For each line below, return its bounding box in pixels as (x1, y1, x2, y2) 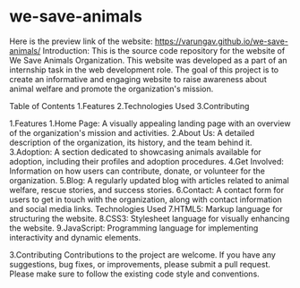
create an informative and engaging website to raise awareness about (9, 73, 267, 84)
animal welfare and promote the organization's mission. (9, 83, 214, 94)
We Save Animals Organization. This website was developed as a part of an (9, 55, 288, 65)
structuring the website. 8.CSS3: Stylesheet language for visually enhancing (9, 213, 290, 224)
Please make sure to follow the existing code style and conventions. (9, 268, 260, 279)
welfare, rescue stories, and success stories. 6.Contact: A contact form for (9, 184, 285, 195)
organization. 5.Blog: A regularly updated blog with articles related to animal (9, 174, 289, 185)
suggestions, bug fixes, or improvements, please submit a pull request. (9, 258, 271, 269)
